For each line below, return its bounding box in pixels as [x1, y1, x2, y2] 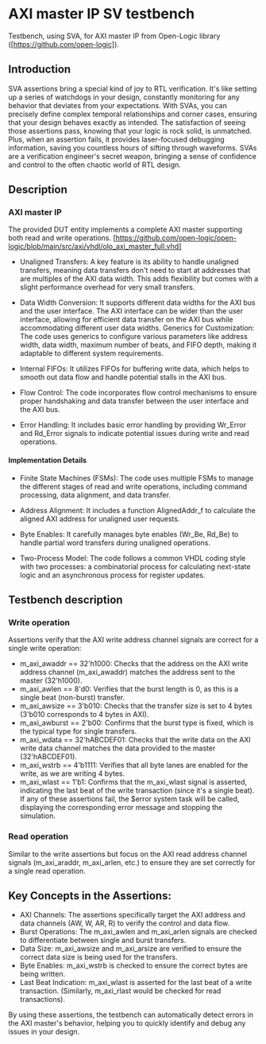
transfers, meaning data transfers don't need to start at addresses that [19, 266, 251, 275]
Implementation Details [8, 455, 87, 466]
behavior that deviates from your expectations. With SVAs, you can [8, 100, 228, 110]
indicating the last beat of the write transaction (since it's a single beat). [19, 785, 255, 796]
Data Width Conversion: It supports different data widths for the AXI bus [19, 298, 256, 307]
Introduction [8, 63, 71, 76]
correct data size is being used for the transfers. [19, 952, 178, 962]
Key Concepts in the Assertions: [8, 889, 172, 903]
